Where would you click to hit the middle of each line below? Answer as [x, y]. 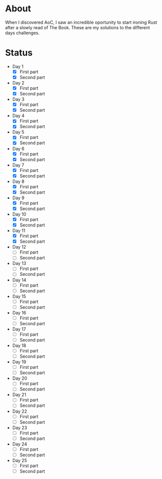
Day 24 [20, 444]
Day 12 [19, 247]
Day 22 [20, 411]
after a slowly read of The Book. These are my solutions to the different [78, 27]
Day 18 [19, 346]
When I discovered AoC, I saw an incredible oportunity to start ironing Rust [81, 22]
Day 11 [19, 231]
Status [19, 53]
